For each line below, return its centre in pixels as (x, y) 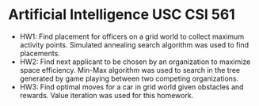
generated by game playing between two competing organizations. (129, 78)
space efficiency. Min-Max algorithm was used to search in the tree (129, 70)
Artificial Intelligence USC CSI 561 (122, 15)
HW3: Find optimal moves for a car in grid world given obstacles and (131, 87)
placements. (40, 53)
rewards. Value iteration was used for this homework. (107, 95)
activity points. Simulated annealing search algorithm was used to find (134, 44)
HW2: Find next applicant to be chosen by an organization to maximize (135, 62)
